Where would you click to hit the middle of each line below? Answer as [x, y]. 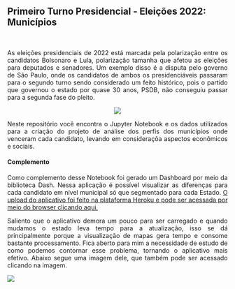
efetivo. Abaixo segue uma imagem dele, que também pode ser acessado [117, 258]
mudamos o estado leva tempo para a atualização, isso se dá [117, 228]
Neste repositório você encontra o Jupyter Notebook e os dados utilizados [117, 124]
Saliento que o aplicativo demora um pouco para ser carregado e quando [117, 221]
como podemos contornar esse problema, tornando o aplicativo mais [117, 251]
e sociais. [21, 146]
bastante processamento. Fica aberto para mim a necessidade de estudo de [117, 243]
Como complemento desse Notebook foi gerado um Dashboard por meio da [117, 178]
